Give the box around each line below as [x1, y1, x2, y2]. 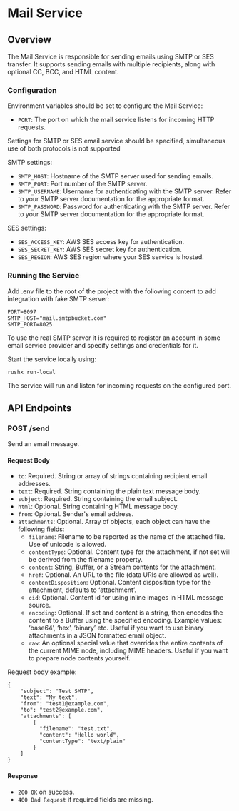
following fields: [17, 525, 65, 533]
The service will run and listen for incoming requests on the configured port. [7, 381, 232, 390]
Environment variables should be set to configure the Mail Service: [7, 101, 203, 110]
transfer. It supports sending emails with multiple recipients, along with [7, 60, 215, 69]
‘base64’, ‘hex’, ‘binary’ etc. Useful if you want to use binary [28, 623, 204, 633]
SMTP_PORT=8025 [7, 321, 53, 328]
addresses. [17, 480, 51, 488]
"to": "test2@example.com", [20, 707, 103, 714]
